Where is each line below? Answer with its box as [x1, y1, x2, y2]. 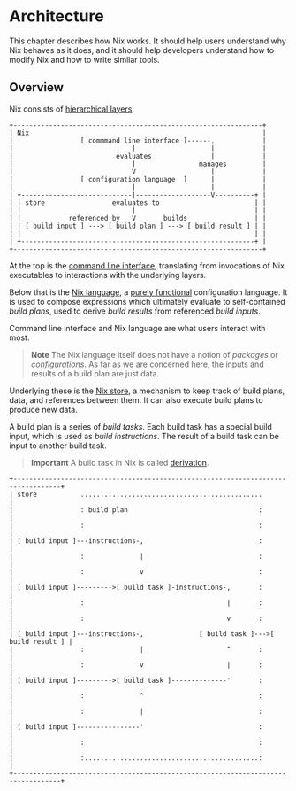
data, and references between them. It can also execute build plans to [9, 394, 263, 405]
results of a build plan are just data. [30, 368, 160, 378]
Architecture [9, 6, 104, 27]
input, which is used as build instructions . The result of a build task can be [9, 430, 280, 441]
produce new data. [9, 404, 78, 415]
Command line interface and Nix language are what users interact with [9, 322, 266, 333]
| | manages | [9, 159, 267, 168]
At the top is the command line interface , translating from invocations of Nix [9, 260, 285, 271]
